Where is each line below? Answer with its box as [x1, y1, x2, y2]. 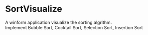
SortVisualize [5, 3, 62, 15]
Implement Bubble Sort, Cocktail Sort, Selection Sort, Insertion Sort [5, 24, 143, 30]
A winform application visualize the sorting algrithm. [5, 19, 112, 25]
